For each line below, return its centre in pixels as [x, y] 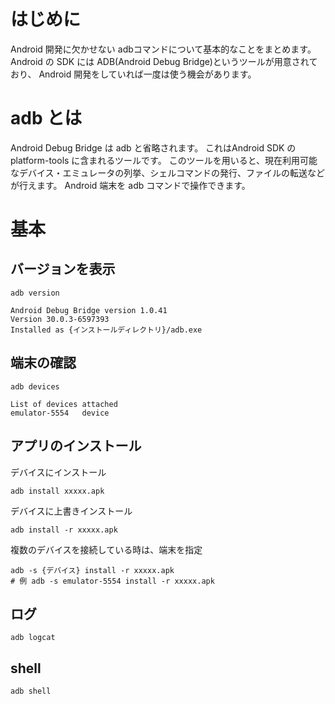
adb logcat [33, 638]
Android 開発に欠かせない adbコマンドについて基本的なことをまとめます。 [163, 49]
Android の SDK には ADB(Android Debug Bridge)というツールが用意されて [164, 61]
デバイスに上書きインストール [71, 511]
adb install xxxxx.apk [57, 491]
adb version [35, 293]
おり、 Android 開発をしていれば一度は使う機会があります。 [133, 74]
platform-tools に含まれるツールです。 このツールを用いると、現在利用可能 [164, 160]
